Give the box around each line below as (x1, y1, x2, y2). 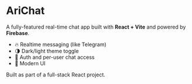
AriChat (6, 4, 45, 17)
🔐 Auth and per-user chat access (14, 54, 95, 61)
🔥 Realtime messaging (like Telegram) (14, 41, 107, 48)
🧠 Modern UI (14, 60, 46, 66)
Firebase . (6, 29, 30, 36)
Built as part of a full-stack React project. (6, 71, 106, 78)
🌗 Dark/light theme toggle (14, 47, 79, 54)
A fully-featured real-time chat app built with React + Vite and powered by (6, 23, 186, 30)
